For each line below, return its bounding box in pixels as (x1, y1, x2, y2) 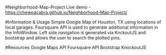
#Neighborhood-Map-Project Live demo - (5, 4, 91, 10)
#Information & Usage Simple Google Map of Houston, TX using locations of (5, 19, 162, 25)
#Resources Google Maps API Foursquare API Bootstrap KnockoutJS (5, 45, 147, 50)
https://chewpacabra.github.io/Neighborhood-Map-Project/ (5, 9, 128, 15)
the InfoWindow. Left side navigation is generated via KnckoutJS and (5, 30, 146, 35)
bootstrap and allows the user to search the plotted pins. (5, 35, 121, 41)
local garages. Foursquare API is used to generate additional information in (5, 24, 158, 30)
